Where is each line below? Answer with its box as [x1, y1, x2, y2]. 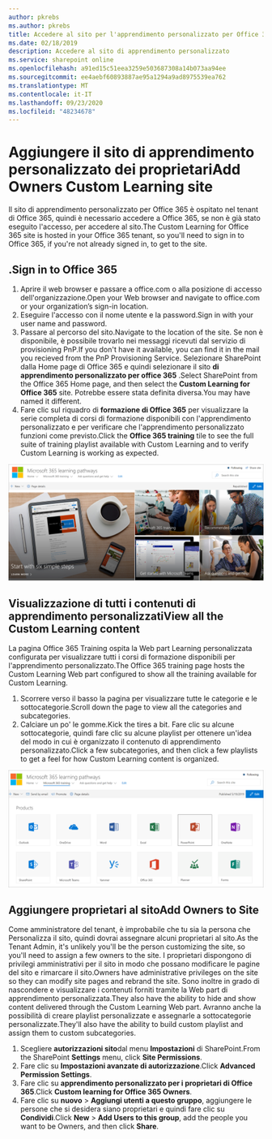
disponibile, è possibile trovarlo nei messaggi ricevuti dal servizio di [19, 336, 246, 345]
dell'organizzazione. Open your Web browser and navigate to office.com [19, 293, 261, 302]
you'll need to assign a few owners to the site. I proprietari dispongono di [8, 951, 253, 960]
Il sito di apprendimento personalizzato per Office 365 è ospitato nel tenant [8, 205, 259, 214]
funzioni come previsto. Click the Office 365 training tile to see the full [19, 431, 254, 440]
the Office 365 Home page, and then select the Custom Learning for [19, 379, 251, 389]
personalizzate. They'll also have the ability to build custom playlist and [8, 1020, 244, 1029]
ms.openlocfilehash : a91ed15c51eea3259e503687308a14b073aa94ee [8, 65, 227, 73]
